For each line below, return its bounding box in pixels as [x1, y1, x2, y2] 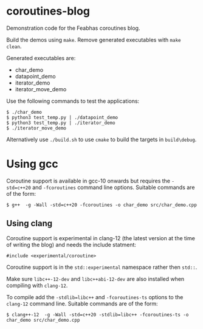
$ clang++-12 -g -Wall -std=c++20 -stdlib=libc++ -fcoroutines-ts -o [6, 311, 189, 317]
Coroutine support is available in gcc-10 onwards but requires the [6, 177, 170, 184]
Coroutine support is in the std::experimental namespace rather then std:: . [6, 263, 198, 271]
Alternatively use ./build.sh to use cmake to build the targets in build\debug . [6, 136, 197, 143]
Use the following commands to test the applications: [6, 97, 140, 105]
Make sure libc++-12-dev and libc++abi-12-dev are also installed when [6, 275, 185, 282]
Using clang [6, 218, 53, 229]
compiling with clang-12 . [6, 282, 68, 289]
